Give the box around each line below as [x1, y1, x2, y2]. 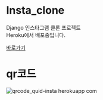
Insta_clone [6, 4, 65, 17]
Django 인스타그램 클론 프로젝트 [6, 24, 82, 31]
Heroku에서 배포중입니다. [6, 31, 65, 39]
